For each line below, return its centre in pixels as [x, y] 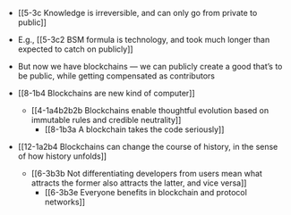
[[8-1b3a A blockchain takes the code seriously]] [134, 129]
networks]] [64, 202]
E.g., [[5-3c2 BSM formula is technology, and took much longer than [144, 40]
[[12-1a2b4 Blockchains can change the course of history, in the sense [148, 147]
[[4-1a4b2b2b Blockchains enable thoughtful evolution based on [150, 110]
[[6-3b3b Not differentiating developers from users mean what [146, 174]
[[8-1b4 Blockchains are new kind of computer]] [106, 93]
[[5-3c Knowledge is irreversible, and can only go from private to [137, 13]
